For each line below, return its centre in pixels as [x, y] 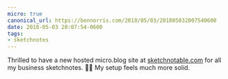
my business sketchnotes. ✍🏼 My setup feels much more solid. [99, 68]
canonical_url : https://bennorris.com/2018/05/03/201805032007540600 [112, 20]
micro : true [25, 14]
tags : [15, 34]
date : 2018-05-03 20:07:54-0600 [55, 27]
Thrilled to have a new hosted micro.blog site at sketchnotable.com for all [114, 60]
